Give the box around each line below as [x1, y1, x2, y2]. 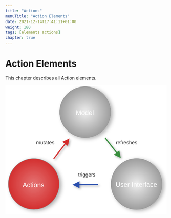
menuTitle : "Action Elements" [5, 13, 70, 19]
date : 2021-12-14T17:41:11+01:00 [5, 19, 77, 24]
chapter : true [5, 35, 36, 40]
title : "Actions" [5, 8, 42, 13]
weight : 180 [5, 25, 31, 30]
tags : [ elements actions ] [5, 30, 60, 35]
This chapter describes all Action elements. [5, 75, 97, 81]
